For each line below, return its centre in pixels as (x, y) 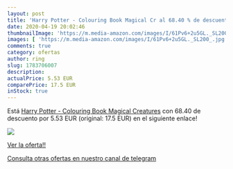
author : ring (26, 59)
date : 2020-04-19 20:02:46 (46, 26)
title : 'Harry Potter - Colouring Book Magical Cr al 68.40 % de (103, 20)
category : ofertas (34, 53)
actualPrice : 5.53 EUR (40, 78)
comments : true (29, 46)
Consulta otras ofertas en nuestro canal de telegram (82, 159)
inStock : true (28, 91)
